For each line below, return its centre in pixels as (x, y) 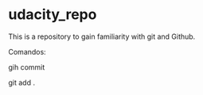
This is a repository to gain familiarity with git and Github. (102, 36)
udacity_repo (53, 15)
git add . (22, 82)
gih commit (27, 67)
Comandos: (27, 51)
